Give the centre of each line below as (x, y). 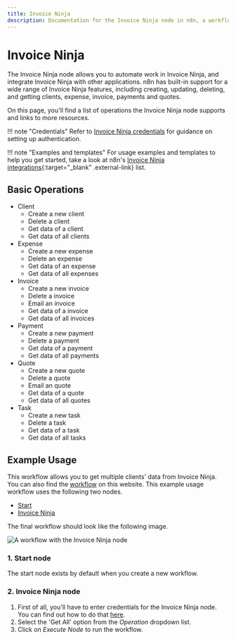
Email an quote (50, 386)
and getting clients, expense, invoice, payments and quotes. (94, 97)
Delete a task (47, 423)
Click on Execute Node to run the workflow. (80, 629)
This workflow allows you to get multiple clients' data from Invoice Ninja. (112, 477)
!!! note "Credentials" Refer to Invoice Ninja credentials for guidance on (110, 131)
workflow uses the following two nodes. (65, 492)
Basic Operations (46, 189)
